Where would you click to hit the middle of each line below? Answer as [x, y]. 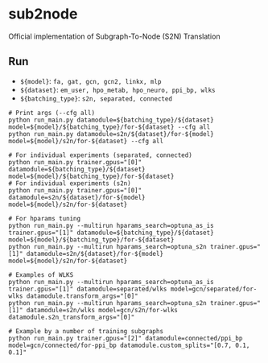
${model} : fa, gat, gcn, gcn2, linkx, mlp [91, 80]
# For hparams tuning [45, 218]
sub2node [43, 14]
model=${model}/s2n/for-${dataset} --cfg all [86, 141]
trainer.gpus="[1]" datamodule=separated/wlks [88, 289]
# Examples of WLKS [41, 274]
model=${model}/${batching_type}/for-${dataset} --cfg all [109, 127]
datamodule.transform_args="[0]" [82, 296]
